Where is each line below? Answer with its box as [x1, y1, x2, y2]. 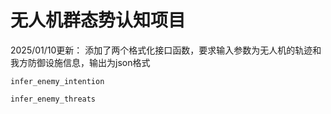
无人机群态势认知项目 [10, 9, 187, 32]
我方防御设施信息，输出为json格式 [10, 56, 151, 68]
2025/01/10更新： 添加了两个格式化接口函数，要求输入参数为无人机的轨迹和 [10, 44, 322, 56]
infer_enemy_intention [10, 76, 105, 86]
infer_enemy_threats [10, 94, 97, 104]
